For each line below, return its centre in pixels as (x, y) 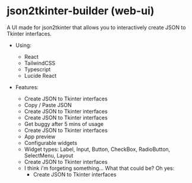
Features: (27, 87)
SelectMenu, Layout (49, 155)
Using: (23, 45)
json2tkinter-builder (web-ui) (81, 11)
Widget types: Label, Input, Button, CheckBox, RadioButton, (97, 149)
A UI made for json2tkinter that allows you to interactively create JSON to (96, 27)
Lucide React (40, 75)
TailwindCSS (40, 63)
